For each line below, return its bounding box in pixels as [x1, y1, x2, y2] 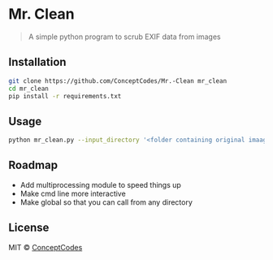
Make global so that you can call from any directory [19, 197, 193, 207]
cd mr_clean [8, 84, 49, 93]
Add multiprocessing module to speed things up [19, 180, 181, 189]
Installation [8, 55, 67, 69]
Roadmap [8, 158, 58, 172]
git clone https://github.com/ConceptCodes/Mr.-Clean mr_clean [8, 76, 227, 85]
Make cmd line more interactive [19, 188, 126, 198]
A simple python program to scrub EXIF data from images [28, 32, 221, 41]
